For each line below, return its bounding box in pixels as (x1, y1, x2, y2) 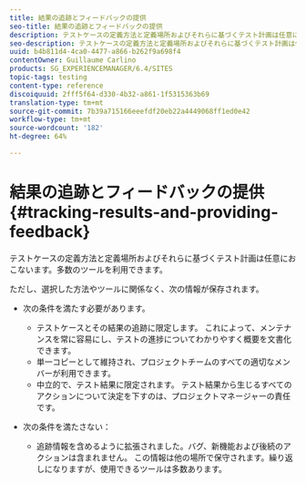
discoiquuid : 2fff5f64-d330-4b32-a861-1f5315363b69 (9, 89, 209, 98)
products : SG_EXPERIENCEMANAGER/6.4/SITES (9, 65, 173, 74)
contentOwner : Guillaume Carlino (9, 56, 137, 65)
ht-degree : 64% (9, 132, 67, 141)
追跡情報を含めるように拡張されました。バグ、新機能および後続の (36, 440, 284, 451)
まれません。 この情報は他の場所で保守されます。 (84, 452, 270, 463)
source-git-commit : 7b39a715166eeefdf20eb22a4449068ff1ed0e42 (9, 107, 250, 116)
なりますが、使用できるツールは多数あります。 (52, 463, 228, 474)
